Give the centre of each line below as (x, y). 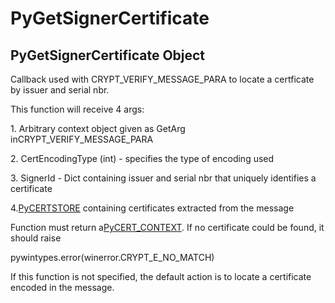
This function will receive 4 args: (77, 109)
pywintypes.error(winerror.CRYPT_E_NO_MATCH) (112, 257)
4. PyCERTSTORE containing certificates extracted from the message (152, 208)
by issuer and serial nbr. (60, 90)
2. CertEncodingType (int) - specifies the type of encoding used (142, 158)
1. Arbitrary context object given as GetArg (98, 128)
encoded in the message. (62, 287)
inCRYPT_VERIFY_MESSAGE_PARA (82, 139)
